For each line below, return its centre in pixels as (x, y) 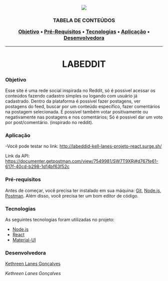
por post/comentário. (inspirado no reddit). (49, 122)
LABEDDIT (84, 64)
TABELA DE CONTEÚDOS (84, 20)
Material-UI (24, 240)
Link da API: (17, 156)
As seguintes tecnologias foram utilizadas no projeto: (60, 219)
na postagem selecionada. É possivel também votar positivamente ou (77, 112)
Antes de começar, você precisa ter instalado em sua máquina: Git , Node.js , (83, 190)
